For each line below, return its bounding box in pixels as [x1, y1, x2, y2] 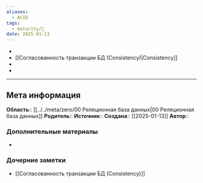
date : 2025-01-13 [6, 31, 50, 37]
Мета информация [6, 90, 81, 100]
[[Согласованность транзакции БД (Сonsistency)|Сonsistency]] [14, 54, 178, 61]
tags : [6, 20, 20, 26]
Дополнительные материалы [6, 127, 98, 135]
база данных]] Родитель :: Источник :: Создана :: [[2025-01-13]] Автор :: [6, 112, 189, 119]
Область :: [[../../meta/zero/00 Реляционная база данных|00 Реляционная [6, 106, 195, 113]
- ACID [11, 14, 28, 20]
